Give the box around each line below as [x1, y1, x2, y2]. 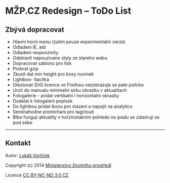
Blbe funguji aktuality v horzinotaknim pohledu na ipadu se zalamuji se [12, 114, 160, 120]
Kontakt [5, 139, 31, 148]
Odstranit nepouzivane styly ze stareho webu [12, 55, 108, 61]
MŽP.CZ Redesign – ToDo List [5, 5, 132, 17]
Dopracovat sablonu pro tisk [12, 60, 72, 66]
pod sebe [12, 120, 33, 125]
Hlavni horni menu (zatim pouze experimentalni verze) [12, 39, 126, 45]
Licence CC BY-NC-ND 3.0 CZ [5, 172, 69, 178]
